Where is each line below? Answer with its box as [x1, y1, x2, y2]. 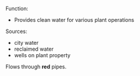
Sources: [5, 28, 28, 35]
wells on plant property [14, 52, 71, 58]
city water [14, 39, 39, 46]
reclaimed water [14, 45, 54, 52]
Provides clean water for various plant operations [14, 16, 134, 23]
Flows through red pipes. [5, 63, 67, 70]
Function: [5, 5, 29, 12]
